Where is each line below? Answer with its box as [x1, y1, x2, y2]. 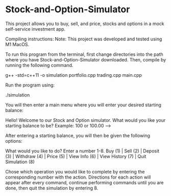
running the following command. [5, 62, 74, 68]
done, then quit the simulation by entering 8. [5, 185, 99, 191]
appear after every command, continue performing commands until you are [5, 179, 164, 185]
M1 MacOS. [5, 41, 30, 47]
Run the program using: [5, 82, 55, 88]
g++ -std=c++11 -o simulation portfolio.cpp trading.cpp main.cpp [5, 72, 142, 78]
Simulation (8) [5, 159, 35, 165]
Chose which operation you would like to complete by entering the [5, 168, 145, 175]
